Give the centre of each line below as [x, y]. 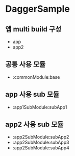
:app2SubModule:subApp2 [41, 137]
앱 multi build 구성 [33, 29]
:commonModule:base [36, 77]
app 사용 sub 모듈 [32, 94]
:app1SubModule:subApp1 [40, 107]
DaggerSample [38, 9]
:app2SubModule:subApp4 [41, 148]
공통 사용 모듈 [26, 64]
